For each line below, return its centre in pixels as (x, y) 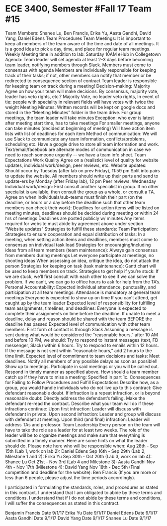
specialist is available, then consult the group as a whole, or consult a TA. (80, 192)
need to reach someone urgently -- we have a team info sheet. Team (76, 154)
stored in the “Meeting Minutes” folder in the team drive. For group (73, 112)
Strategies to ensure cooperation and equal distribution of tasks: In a (75, 234)
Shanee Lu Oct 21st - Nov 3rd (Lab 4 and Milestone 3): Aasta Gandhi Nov (80, 462)
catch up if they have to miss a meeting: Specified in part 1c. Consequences (83, 377)
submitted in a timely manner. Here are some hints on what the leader (76, 440)
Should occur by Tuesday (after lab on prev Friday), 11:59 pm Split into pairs (83, 170)
